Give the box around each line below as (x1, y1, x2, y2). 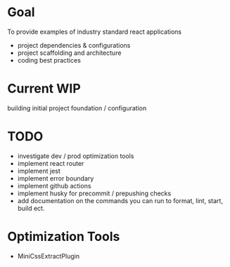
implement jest (17, 167, 61, 175)
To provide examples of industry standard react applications (7, 27, 181, 36)
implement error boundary (17, 174, 94, 183)
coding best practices (17, 56, 81, 64)
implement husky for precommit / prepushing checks (17, 189, 172, 197)
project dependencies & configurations (17, 41, 131, 49)
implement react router (17, 159, 84, 167)
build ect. (17, 204, 45, 212)
